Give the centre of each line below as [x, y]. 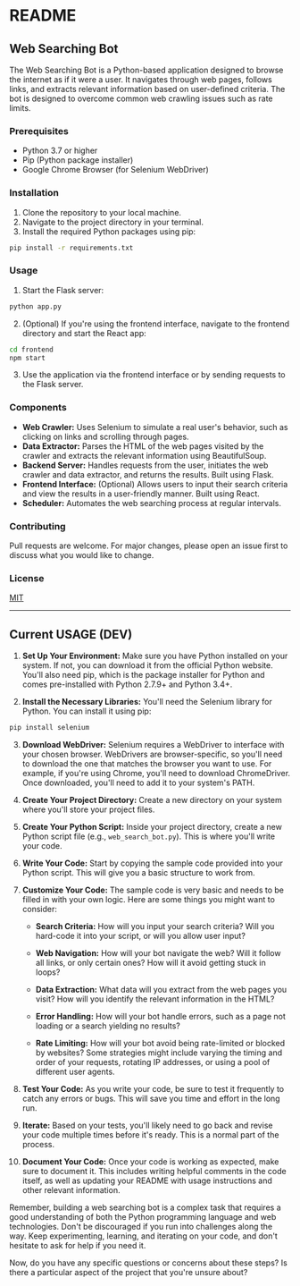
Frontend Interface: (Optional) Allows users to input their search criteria [155, 484]
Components [38, 408]
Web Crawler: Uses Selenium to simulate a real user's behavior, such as [155, 427]
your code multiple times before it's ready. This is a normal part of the [150, 1134]
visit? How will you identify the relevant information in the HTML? [155, 999]
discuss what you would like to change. [82, 554]
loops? [48, 972]
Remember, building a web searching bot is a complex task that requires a [145, 1207]
